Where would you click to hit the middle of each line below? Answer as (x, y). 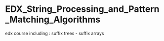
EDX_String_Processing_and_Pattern (82, 9)
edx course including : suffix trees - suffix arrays (55, 33)
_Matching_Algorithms (53, 20)
